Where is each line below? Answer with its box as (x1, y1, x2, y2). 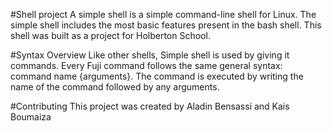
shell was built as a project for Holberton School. (10, 30, 211, 41)
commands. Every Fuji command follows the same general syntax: (10, 60, 283, 71)
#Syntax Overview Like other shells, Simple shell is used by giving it (10, 49, 290, 61)
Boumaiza (10, 111, 52, 123)
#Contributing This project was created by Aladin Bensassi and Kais (10, 100, 290, 112)
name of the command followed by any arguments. (10, 81, 220, 93)
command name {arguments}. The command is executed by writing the (10, 70, 304, 82)
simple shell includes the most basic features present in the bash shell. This (10, 19, 322, 31)
